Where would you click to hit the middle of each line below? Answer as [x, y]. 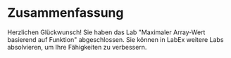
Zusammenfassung [65, 13]
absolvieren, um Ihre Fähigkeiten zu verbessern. [77, 47]
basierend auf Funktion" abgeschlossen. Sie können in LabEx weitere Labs [115, 39]
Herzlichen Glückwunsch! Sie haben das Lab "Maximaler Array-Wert [106, 32]
